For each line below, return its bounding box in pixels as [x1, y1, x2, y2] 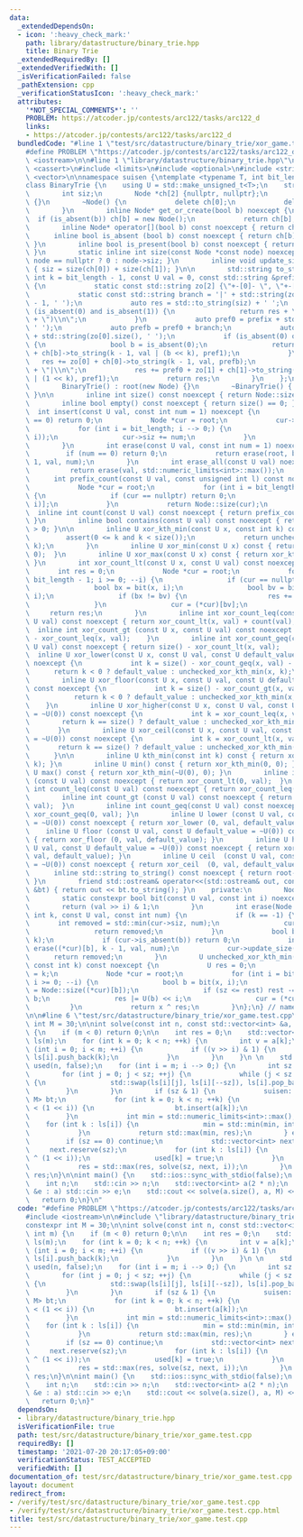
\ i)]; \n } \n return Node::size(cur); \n [25, 500, 269, 509]
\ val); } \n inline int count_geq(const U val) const [25, 802, 264, 811]
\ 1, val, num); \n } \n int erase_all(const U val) [25, 457, 277, 467]
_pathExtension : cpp [17, 80, 95, 89]
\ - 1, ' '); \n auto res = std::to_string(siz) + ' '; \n [25, 299, 289, 308]
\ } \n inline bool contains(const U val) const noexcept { [25, 516, 280, 526]
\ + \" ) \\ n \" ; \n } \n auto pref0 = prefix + [25, 315, 280, 325]
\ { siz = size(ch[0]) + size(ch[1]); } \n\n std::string [25, 265, 272, 274]
